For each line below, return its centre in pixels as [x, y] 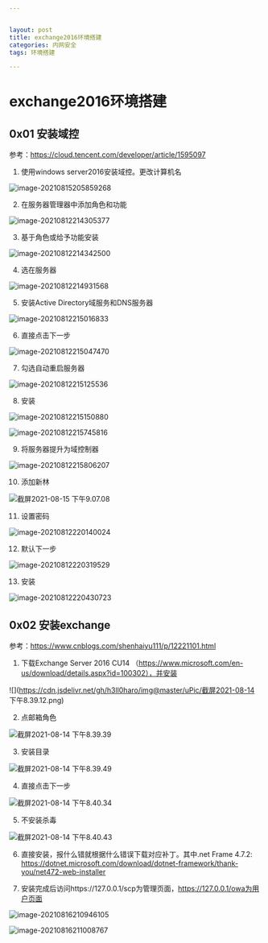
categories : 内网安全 [43, 45]
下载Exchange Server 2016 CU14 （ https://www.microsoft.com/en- [132, 663]
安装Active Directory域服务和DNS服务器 [87, 303]
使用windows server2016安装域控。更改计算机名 [101, 172]
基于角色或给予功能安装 [60, 238]
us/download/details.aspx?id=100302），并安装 [99, 673]
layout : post [31, 30]
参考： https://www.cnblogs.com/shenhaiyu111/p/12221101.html [113, 646]
